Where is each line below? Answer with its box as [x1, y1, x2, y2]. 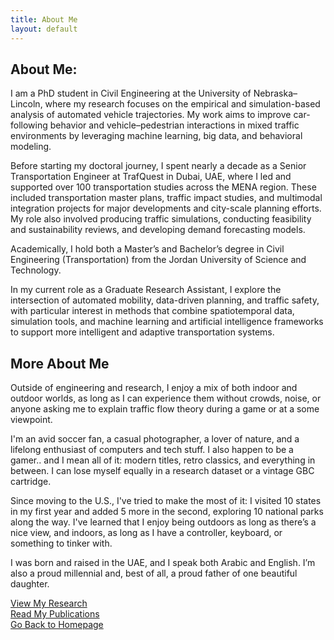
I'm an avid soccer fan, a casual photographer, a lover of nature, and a [10, 433, 300, 445]
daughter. [10, 578, 50, 590]
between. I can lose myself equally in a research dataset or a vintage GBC [10, 465, 315, 477]
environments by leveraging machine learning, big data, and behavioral [10, 130, 303, 142]
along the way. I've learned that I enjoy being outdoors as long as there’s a [10, 516, 317, 528]
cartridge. [10, 476, 52, 488]
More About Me [10, 355, 110, 372]
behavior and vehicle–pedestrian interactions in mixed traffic [49, 119, 300, 131]
